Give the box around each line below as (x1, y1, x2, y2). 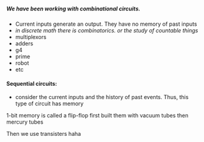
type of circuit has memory (15, 100, 84, 107)
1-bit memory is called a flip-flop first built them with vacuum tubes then (6, 112, 189, 119)
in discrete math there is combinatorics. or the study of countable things (15, 26, 198, 34)
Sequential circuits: (6, 80, 57, 87)
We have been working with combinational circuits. (6, 5, 141, 12)
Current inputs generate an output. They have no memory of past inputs (15, 20, 197, 28)
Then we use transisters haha (6, 130, 81, 138)
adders (15, 40, 34, 47)
